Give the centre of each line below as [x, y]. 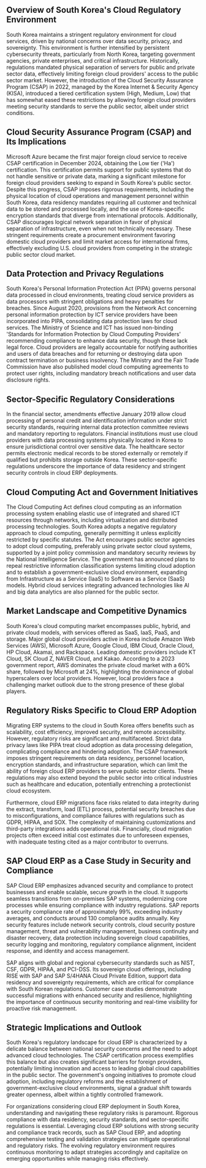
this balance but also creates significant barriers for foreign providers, [95, 1062]
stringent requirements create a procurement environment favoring [91, 235]
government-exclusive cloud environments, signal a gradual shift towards [99, 1088]
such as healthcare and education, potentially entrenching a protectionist [99, 784]
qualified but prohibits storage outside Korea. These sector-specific [92, 460]
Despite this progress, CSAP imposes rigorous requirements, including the [100, 189]
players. [17, 691]
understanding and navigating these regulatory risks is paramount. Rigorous [102, 1113]
